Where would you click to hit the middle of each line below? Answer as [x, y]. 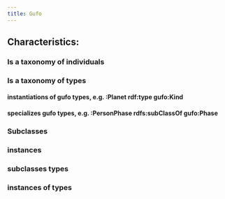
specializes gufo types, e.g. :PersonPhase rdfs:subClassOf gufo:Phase [113, 113]
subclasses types [38, 168]
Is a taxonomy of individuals [56, 61]
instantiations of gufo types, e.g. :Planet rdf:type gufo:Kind [95, 97]
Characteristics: [43, 42]
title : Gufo [24, 14]
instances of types [39, 187]
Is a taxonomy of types [47, 80]
